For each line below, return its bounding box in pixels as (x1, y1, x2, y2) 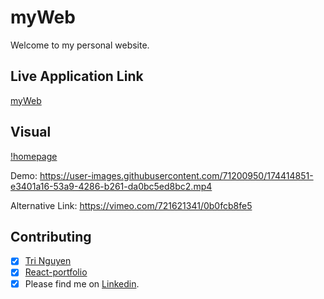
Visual (10, 124, 52, 141)
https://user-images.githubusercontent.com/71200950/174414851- (39, 169, 314, 181)
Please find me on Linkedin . (24, 277, 140, 290)
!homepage (10, 150, 58, 162)
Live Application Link (10, 68, 144, 85)
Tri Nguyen (24, 255, 72, 267)
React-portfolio (24, 266, 88, 278)
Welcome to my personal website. (10, 39, 150, 51)
